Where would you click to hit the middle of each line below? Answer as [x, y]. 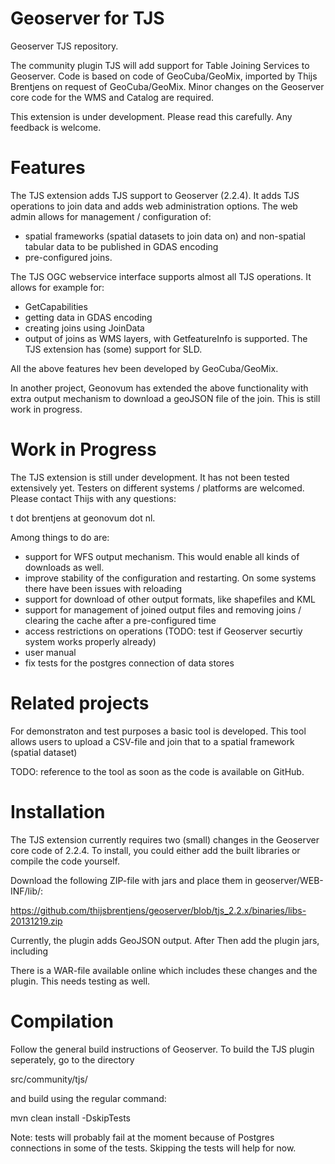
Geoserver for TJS [87, 18]
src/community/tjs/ [49, 1079]
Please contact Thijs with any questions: [93, 498]
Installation [58, 811]
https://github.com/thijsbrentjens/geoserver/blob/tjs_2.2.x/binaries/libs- [158, 910]
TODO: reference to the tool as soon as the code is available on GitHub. [157, 771]
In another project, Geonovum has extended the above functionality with [159, 388]
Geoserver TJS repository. [64, 46]
